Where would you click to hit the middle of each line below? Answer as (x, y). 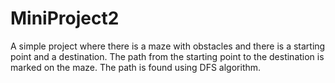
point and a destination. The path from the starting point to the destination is (167, 56)
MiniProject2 (65, 18)
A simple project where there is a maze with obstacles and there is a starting (168, 46)
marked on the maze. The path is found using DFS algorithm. (136, 67)
